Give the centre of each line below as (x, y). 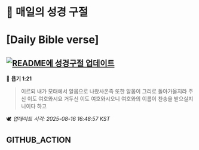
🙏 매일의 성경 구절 (47, 12)
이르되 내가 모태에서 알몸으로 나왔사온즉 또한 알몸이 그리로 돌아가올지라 (104, 91)
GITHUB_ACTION (39, 140)
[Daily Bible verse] (53, 40)
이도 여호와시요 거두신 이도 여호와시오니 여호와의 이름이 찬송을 (100, 99)
